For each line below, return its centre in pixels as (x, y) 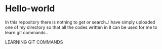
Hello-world (30, 9)
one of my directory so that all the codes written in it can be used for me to (81, 27)
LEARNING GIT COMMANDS (34, 42)
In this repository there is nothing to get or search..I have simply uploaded (80, 22)
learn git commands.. (27, 32)
